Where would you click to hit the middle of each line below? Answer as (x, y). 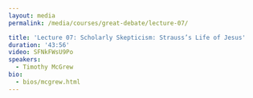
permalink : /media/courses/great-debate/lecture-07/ (98, 23)
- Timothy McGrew (45, 67)
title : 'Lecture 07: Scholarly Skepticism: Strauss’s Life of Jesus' (127, 37)
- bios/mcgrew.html (48, 82)
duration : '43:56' (39, 45)
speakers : (25, 60)
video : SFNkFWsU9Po (41, 53)
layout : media (32, 16)
